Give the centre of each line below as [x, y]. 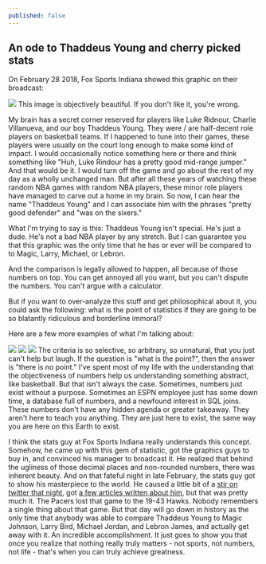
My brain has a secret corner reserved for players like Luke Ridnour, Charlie [132, 119]
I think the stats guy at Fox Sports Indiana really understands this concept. [130, 442]
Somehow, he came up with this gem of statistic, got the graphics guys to [129, 450]
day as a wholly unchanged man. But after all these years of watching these [133, 179]
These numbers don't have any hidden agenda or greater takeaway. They [129, 409]
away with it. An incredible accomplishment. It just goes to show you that [128, 535]
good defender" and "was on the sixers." [75, 213]
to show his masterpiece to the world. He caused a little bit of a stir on [123, 484]
